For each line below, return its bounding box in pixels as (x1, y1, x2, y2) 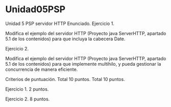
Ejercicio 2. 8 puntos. (5, 96, 50, 102)
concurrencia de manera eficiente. (5, 66, 78, 72)
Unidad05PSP (5, 4, 65, 15)
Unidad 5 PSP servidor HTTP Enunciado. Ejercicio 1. (5, 20, 115, 26)
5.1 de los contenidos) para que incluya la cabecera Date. (5, 36, 126, 42)
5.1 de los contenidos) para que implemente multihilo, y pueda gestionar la (5, 61, 161, 67)
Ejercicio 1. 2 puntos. (5, 86, 49, 92)
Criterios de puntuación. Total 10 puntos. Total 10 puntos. (5, 76, 125, 82)
